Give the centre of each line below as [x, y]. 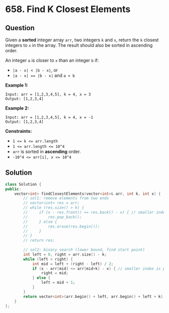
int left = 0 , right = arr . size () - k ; [65, 254]
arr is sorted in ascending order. [47, 151]
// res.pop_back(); [53, 217]
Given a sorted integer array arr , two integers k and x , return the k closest [82, 40]
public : [13, 189]
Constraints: [19, 131]
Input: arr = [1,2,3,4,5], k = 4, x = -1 [49, 117]
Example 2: [17, 108]
